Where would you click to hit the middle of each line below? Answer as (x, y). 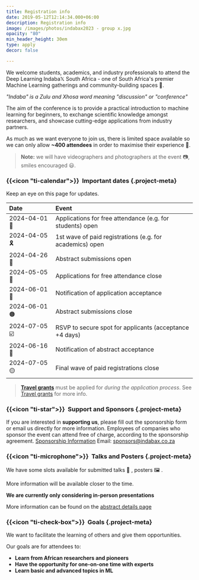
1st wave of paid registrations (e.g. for (109, 237)
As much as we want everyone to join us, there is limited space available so (98, 138)
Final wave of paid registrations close (107, 368)
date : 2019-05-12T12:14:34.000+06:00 (53, 17)
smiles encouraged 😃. (48, 165)
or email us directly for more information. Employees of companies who (93, 428)
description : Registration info (46, 23)
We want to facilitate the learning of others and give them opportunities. (94, 535)
